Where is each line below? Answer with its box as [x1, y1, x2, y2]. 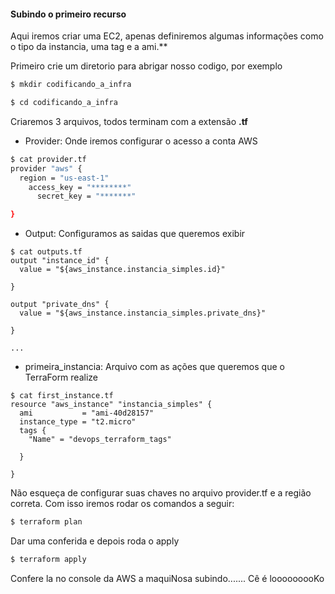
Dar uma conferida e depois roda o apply [10, 535, 180, 547]
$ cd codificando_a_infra [10, 98, 118, 108]
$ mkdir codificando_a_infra [10, 80, 132, 90]
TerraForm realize [24, 371, 98, 384]
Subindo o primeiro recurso [10, 8, 127, 20]
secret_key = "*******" [36, 191, 137, 202]
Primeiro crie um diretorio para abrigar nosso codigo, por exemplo [10, 60, 283, 72]
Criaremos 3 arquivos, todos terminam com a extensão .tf [10, 115, 248, 127]
